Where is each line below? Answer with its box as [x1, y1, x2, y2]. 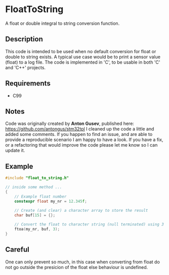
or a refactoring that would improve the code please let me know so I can [5, 142, 158, 148]
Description [5, 35, 43, 43]
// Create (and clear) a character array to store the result [14, 208, 148, 213]
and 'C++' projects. [5, 64, 46, 70]
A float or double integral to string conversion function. [5, 20, 120, 26]
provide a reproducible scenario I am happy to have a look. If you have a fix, [5, 136, 163, 143]
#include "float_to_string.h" [5, 175, 69, 180]
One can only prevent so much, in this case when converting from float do [5, 259, 160, 265]
